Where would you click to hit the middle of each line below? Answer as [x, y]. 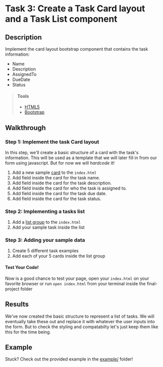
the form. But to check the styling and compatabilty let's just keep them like [82, 327]
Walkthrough [25, 128]
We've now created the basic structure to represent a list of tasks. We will [80, 316]
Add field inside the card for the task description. [62, 183]
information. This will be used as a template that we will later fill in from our [81, 158]
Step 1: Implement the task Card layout [52, 142]
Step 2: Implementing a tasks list [45, 211]
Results [17, 304]
